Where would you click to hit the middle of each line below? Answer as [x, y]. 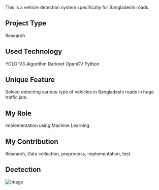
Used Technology [34, 52]
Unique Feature [30, 80]
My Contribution [32, 141]
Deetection [23, 170]
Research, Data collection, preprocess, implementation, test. [69, 154]
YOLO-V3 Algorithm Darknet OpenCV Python [52, 64]
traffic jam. [17, 97]
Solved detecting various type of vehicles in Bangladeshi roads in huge [80, 92]
